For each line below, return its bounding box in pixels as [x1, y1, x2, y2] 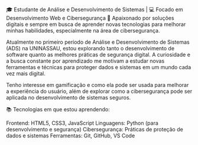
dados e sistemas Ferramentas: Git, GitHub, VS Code [6, 132, 135, 139]
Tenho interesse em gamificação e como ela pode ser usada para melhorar [6, 82, 189, 88]
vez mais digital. [6, 70, 46, 77]
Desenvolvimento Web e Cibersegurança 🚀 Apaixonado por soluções [6, 15, 174, 21]
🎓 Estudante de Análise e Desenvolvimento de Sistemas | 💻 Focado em [6, 6, 183, 13]
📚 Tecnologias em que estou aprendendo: [6, 106, 111, 112]
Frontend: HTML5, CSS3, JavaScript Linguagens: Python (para [6, 120, 158, 127]
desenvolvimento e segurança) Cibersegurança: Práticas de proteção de [6, 126, 183, 133]
